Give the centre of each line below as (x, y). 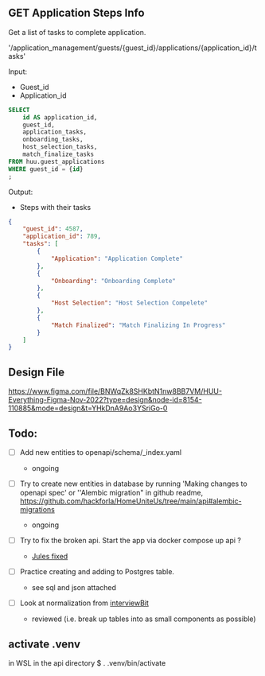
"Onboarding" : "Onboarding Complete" (113, 281)
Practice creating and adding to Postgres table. (97, 572)
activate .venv (45, 644)
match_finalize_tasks (58, 154)
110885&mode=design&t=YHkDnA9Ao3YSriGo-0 (88, 408)
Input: (18, 72)
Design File (37, 372)
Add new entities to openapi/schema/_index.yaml (100, 452)
